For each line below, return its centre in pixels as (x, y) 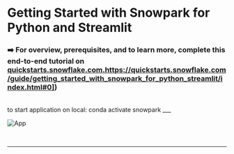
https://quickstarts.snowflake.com (165, 70)
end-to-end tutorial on (46, 61)
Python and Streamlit (70, 28)
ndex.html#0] (31, 87)
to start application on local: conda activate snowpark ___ (89, 110)
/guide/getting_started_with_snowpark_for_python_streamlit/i (115, 79)
